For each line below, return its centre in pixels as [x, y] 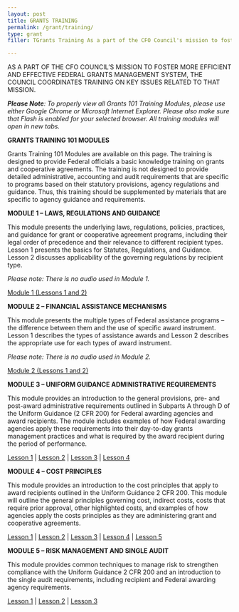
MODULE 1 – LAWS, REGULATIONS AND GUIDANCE [84, 213]
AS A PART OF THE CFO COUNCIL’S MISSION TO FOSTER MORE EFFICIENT [119, 67]
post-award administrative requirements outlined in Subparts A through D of [119, 406]
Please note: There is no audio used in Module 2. [79, 357]
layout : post [27, 14]
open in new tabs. [34, 126]
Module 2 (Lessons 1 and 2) [48, 371]
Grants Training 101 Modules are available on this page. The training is [110, 154]
